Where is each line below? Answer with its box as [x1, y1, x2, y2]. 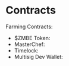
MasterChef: [14, 41, 45, 48]
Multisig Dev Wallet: [14, 53, 63, 60]
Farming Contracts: [5, 23, 53, 30]
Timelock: [14, 47, 39, 54]
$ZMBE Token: [14, 34, 51, 41]
